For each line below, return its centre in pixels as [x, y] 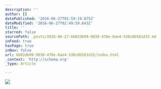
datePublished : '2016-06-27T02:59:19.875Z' [50, 18]
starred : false [21, 32]
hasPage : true [20, 46]
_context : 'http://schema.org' [37, 59]
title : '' [15, 28]
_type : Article [21, 64]
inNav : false [18, 50]
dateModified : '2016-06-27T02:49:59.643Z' [49, 23]
